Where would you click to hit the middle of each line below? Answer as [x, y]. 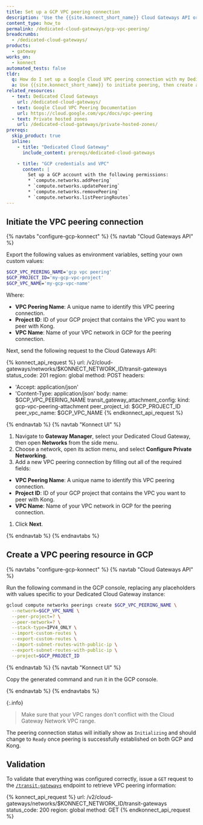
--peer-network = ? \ [36, 622]
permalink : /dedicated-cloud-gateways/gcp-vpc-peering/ [78, 29]
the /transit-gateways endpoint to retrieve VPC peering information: [92, 786]
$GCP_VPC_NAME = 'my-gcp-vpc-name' [48, 283]
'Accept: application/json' [47, 387]
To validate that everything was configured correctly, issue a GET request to [100, 779]
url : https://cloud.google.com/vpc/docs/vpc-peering [85, 113]
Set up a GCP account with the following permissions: [98, 175]
